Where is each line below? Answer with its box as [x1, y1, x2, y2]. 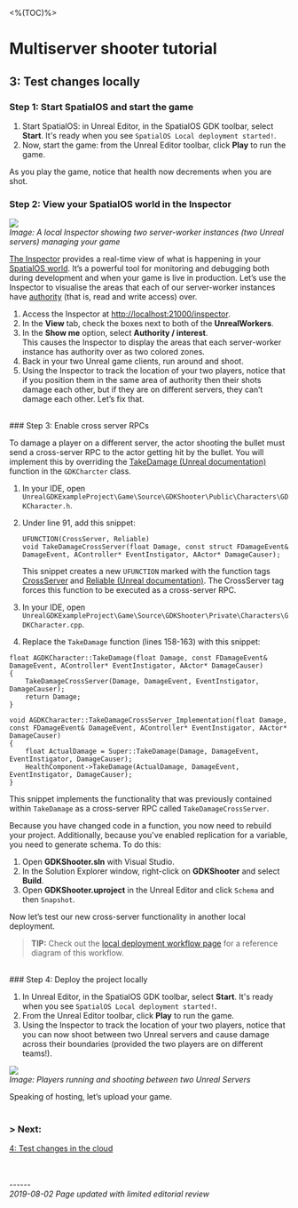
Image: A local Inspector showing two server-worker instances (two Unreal [9, 227, 285, 238]
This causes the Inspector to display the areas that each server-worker [21, 337, 282, 348]
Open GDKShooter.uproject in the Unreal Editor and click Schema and [21, 884, 275, 896]
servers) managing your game [9, 236, 121, 247]
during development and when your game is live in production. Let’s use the [9, 273, 286, 284]
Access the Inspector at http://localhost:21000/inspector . [21, 308, 231, 319]
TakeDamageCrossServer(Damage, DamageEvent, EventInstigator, [25, 677, 260, 686]
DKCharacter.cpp [21, 621, 82, 630]
